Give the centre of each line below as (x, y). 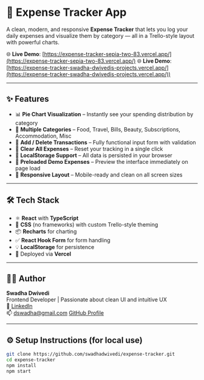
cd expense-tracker (31, 360)
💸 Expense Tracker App (66, 12)
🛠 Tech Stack (33, 200)
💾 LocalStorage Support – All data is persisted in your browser (94, 155)
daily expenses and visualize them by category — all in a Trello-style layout (100, 35)
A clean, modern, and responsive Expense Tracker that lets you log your (97, 29)
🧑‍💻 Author (26, 279)
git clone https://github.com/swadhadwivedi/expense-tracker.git (90, 354)
